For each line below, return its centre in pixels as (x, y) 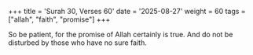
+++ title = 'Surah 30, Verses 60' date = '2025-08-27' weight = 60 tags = (127, 11)
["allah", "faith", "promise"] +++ (59, 19)
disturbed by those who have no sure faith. (78, 43)
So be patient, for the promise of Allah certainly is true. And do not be (121, 34)
